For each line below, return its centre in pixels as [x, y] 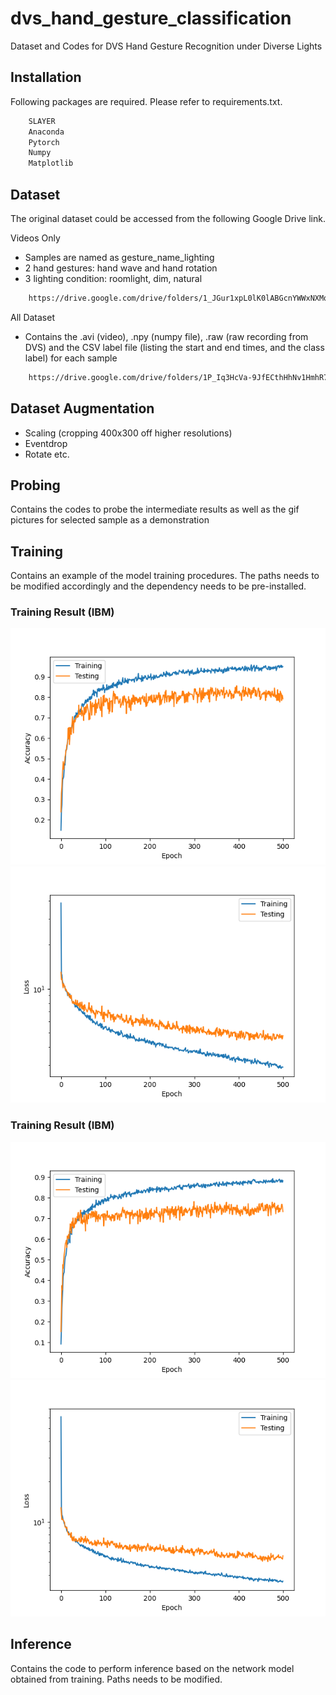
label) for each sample [71, 358]
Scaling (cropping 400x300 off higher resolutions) [128, 433]
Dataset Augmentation [82, 408]
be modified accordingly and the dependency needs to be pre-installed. [158, 586]
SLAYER [42, 121]
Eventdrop [46, 443]
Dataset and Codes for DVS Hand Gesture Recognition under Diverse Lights [166, 46]
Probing [35, 485]
